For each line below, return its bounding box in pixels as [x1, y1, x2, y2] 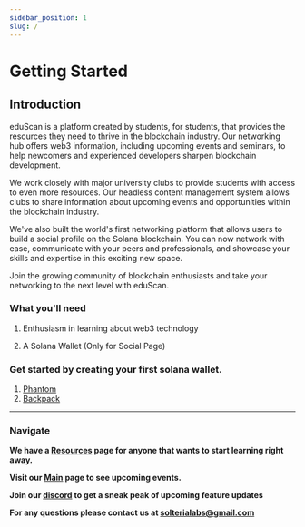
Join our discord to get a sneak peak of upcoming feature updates [9, 490, 263, 501]
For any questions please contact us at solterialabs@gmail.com [9, 507, 255, 518]
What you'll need [9, 302, 86, 315]
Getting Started [9, 61, 129, 82]
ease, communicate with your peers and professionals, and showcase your [9, 242, 290, 254]
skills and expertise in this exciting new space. [9, 252, 183, 263]
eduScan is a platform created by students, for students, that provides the [9, 121, 286, 132]
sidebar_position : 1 [9, 13, 88, 23]
